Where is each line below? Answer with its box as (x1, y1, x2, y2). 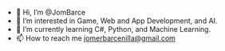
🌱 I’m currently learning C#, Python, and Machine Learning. (15, 25, 211, 33)
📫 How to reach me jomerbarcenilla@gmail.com (15, 33, 176, 43)
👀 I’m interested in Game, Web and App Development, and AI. (15, 16, 218, 25)
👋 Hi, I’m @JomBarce (15, 8, 86, 17)
